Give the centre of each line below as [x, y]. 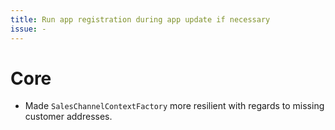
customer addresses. [68, 117]
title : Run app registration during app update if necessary [140, 19]
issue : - [28, 29]
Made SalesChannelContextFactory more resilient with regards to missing [174, 106]
